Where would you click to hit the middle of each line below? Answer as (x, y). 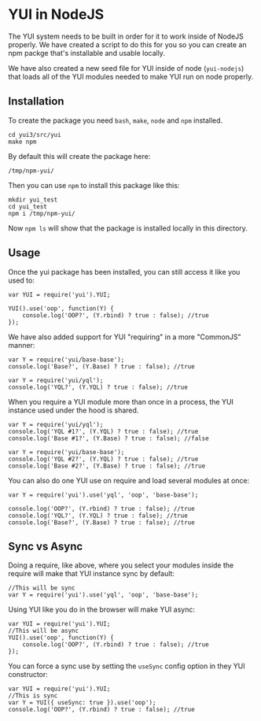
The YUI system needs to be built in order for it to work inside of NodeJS (126, 36)
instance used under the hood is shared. (74, 410)
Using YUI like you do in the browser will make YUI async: (101, 610)
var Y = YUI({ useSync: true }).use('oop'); (82, 703)
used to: (22, 280)
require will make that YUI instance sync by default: (92, 574)
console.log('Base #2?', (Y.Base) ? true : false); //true (107, 466)
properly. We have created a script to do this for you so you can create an (127, 44)
